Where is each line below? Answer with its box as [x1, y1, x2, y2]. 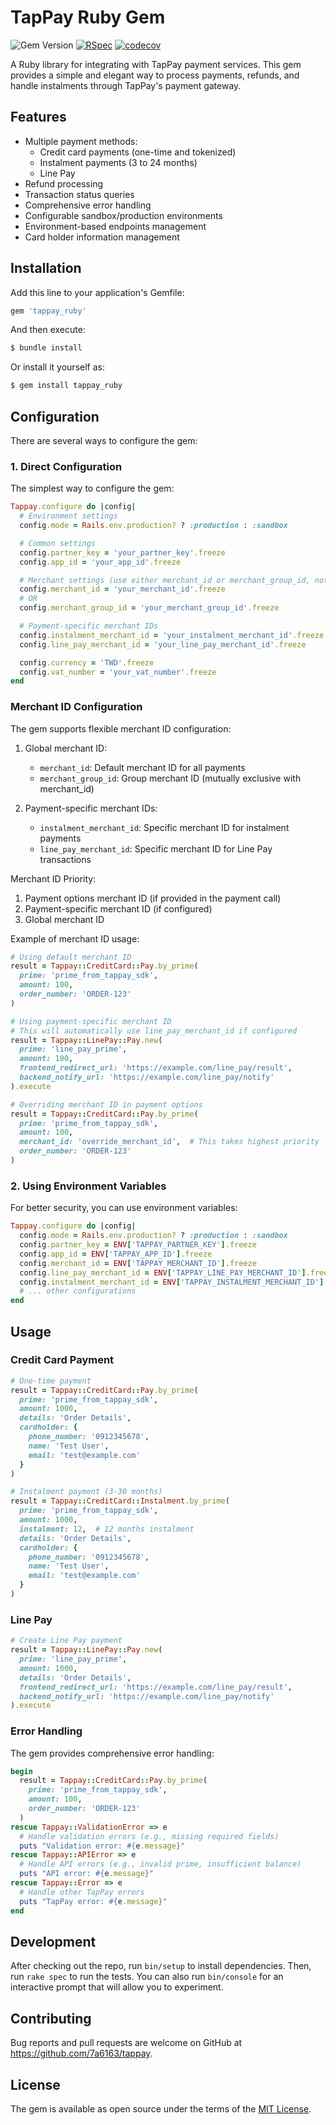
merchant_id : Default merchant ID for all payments [39, 761, 246, 773]
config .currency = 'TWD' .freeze [19, 657, 155, 668]
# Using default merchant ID [10, 952, 132, 962]
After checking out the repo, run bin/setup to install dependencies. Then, [10, 1960, 312, 1972]
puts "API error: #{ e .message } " [19, 1869, 155, 1879]
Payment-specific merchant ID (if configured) [24, 902, 213, 915]
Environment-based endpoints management [24, 220, 207, 232]
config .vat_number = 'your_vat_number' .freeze [19, 667, 217, 677]
